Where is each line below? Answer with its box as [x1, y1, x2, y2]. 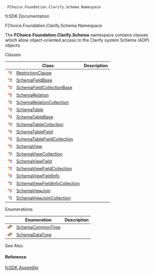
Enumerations [5, 206, 33, 212]
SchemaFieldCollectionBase [16, 85, 73, 90]
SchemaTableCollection [16, 121, 64, 127]
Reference [5, 254, 27, 259]
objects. [5, 42, 21, 48]
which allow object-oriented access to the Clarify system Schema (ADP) [5, 37, 150, 43]
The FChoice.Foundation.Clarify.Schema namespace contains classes [5, 32, 149, 38]
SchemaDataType [16, 232, 52, 238]
